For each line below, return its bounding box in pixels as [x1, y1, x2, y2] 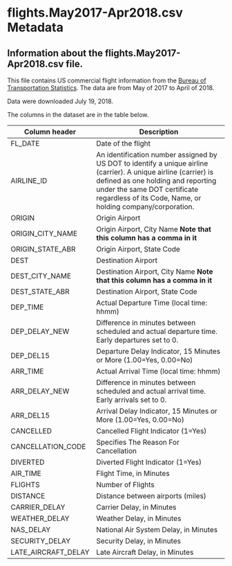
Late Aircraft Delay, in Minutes [96, 547, 194, 557]
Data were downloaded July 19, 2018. [7, 97, 114, 105]
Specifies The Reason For [96, 438, 180, 447]
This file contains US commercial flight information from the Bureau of [7, 76, 206, 85]
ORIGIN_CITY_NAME [10, 229, 78, 238]
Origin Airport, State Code [96, 245, 181, 254]
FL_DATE [10, 139, 40, 148]
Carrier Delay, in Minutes [96, 502, 177, 512]
